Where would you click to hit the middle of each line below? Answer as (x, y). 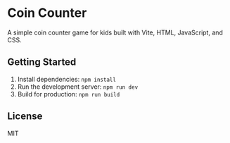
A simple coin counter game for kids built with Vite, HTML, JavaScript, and (115, 32)
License (25, 117)
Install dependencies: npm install (66, 79)
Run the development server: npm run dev (78, 87)
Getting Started (42, 62)
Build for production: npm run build (69, 94)
